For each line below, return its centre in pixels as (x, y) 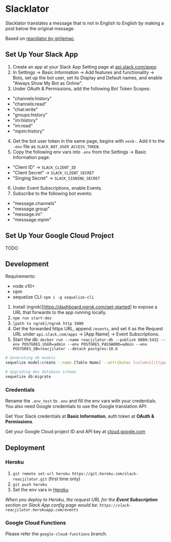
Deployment (25, 448)
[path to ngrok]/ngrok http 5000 (48, 324)
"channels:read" (30, 104)
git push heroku (30, 484)
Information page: (31, 157)
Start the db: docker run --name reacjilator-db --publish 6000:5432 (85, 340)
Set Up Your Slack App (42, 54)
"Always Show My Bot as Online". (48, 83)
